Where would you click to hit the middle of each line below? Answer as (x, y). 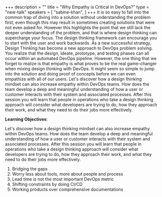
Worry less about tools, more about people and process (67, 174)
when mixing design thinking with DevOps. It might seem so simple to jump (80, 69)
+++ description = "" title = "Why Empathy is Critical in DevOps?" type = (77, 7)
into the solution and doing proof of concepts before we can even (70, 74)
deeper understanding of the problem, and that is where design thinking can (81, 33)
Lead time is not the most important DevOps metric (63, 179)
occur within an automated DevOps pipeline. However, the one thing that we (81, 58)
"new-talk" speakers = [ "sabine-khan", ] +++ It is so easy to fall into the (77, 12)
